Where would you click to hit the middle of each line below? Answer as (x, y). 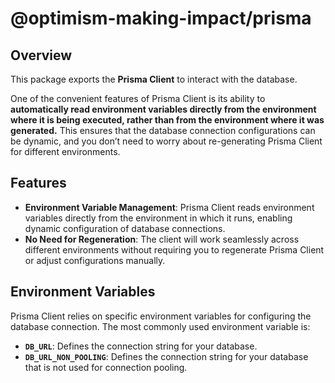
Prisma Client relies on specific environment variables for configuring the (161, 316)
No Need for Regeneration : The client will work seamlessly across (162, 239)
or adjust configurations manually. (95, 260)
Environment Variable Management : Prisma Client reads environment (169, 207)
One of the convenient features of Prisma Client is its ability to (138, 98)
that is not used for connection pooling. (106, 367)
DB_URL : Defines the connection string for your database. (141, 346)
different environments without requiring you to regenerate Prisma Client (174, 249)
